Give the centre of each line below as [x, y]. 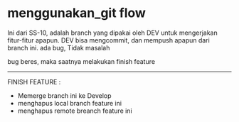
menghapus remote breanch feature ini [75, 111]
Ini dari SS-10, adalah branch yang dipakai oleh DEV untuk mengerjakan [113, 33]
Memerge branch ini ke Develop [64, 95]
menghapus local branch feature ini [70, 103]
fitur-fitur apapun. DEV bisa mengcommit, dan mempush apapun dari [108, 40]
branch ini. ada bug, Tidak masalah [59, 48]
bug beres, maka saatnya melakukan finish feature [81, 61]
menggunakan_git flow [76, 13]
